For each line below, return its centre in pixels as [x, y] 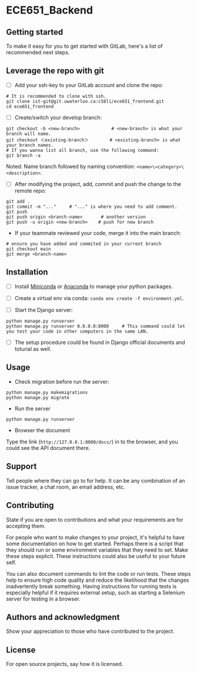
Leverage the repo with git [55, 71]
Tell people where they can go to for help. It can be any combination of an [96, 480]
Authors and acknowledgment [63, 617]
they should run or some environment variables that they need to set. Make [97, 550]
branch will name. [29, 134]
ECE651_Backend [49, 10]
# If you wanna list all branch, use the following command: [83, 150]
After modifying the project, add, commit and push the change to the [98, 184]
